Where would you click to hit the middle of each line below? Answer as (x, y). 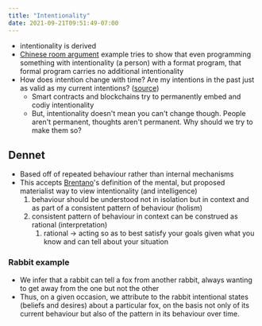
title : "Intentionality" (49, 16)
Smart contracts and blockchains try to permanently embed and (136, 96)
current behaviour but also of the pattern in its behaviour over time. (129, 313)
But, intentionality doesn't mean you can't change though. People (139, 113)
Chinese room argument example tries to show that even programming (135, 54)
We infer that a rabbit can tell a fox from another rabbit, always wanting (136, 280)
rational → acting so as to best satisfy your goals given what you (149, 233)
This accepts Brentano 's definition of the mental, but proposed (122, 183)
